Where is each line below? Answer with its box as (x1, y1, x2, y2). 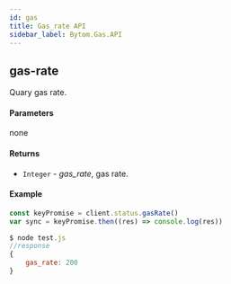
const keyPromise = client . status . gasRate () (9, 209, 179, 217)
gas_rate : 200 (25, 258, 78, 268)
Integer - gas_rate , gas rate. (22, 168, 129, 179)
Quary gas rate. (9, 87, 67, 98)
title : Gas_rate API (9, 22, 87, 31)
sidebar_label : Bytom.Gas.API (9, 30, 123, 39)
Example (9, 189, 43, 200)
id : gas (9, 13, 39, 22)
